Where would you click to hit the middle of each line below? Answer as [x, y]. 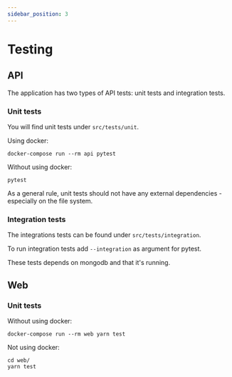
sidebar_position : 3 [38, 14]
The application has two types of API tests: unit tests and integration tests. [116, 93]
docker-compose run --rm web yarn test [67, 334]
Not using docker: [34, 347]
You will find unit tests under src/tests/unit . [73, 126]
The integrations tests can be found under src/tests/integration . [104, 235]
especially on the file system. [50, 201]
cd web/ [19, 360]
